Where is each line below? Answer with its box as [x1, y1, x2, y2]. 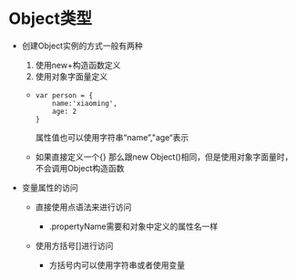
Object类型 [8, 8, 93, 29]
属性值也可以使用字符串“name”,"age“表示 [35, 131, 189, 142]
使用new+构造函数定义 [35, 59, 121, 70]
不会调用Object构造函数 [35, 162, 125, 173]
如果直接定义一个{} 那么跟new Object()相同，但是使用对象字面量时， [35, 151, 293, 162]
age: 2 [52, 107, 77, 116]
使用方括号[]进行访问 [35, 240, 114, 251]
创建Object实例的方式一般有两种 [21, 40, 143, 51]
